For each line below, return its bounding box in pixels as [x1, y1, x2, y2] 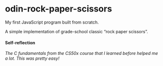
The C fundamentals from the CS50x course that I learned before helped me [5, 51, 158, 56]
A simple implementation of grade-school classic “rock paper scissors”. [5, 28, 148, 34]
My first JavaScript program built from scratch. [5, 19, 99, 25]
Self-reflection [5, 40, 35, 45]
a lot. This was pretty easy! [5, 55, 60, 61]
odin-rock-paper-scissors [5, 3, 113, 14]
